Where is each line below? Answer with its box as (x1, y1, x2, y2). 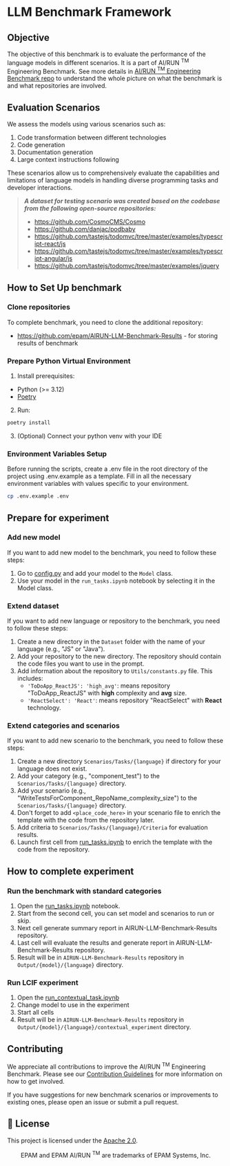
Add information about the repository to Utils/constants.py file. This (17, 667, 213, 675)
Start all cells (17, 1008, 54, 1017)
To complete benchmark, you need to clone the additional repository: (7, 318, 203, 326)
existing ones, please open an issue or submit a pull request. (7, 1098, 179, 1106)
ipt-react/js (34, 240, 66, 248)
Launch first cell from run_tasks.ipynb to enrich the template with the (17, 838, 213, 847)
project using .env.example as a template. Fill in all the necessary (7, 472, 191, 480)
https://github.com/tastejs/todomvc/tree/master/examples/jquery (34, 262, 220, 270)
